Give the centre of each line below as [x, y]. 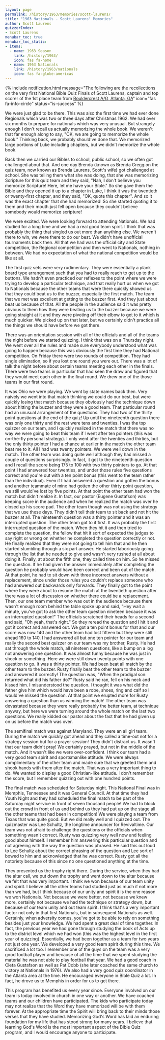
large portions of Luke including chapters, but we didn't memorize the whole [82, 144]
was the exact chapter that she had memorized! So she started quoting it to [82, 201]
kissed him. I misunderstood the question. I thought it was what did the [77, 685]
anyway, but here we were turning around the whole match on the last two [80, 711]
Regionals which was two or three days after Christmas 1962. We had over [80, 118]
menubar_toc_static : [26, 42]
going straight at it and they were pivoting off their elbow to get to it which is [82, 315]
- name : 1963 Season [30, 51]
